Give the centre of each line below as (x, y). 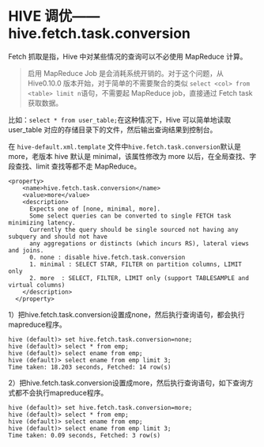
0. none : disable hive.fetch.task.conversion (107, 257)
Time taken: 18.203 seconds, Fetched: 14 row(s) (90, 367)
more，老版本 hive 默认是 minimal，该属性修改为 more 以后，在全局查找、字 (132, 156)
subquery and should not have (58, 237)
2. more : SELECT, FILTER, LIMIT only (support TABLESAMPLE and (139, 278)
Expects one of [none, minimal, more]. (94, 209)
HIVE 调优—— (54, 16)
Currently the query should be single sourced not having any (134, 229)
